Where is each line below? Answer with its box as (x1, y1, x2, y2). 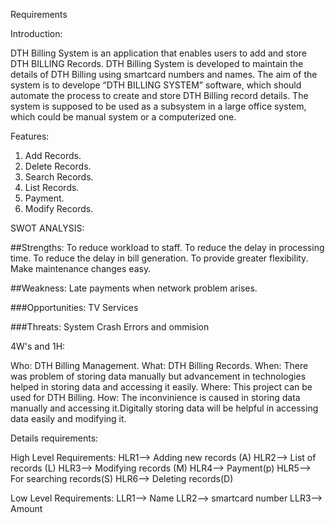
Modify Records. (24, 203, 94, 214)
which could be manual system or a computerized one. (10, 111, 237, 123)
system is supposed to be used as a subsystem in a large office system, (10, 100, 307, 112)
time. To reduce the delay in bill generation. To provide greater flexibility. (10, 252, 309, 264)
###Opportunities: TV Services (10, 302, 139, 313)
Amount (10, 503, 43, 514)
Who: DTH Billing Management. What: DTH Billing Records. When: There (10, 360, 309, 371)
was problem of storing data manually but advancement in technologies (10, 370, 307, 382)
